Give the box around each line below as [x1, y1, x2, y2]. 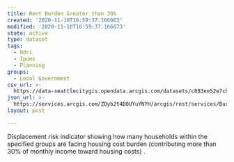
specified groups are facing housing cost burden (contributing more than [7, 140, 217, 148]
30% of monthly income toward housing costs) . [7, 147, 146, 155]
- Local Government [13, 74, 70, 82]
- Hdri [13, 49, 33, 56]
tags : [7, 42, 23, 49]
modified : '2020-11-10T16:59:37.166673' [7, 23, 127, 30]
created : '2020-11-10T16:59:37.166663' [7, 17, 123, 24]
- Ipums [13, 56, 36, 63]
